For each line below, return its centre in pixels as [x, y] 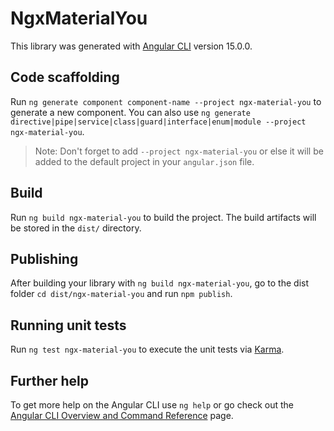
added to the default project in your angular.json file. [144, 161]
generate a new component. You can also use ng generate [130, 112]
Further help [50, 380]
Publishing [44, 258]
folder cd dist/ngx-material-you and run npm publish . [121, 294]
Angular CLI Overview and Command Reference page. [122, 415]
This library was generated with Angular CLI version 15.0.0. [131, 46]
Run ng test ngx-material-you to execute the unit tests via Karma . [147, 349]
